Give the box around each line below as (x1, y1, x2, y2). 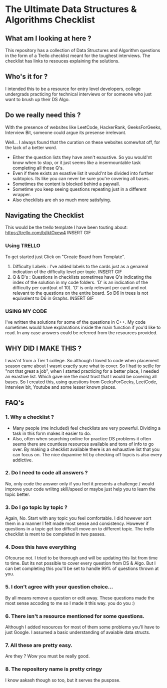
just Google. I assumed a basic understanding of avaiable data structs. (5, 629, 150, 635)
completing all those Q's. (12, 165, 64, 171)
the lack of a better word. (5, 144, 57, 151)
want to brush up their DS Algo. (5, 96, 70, 102)
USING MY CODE (5, 308, 47, 315)
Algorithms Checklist (5, 14, 95, 26)
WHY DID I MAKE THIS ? (5, 344, 82, 353)
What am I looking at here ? (5, 34, 91, 43)
